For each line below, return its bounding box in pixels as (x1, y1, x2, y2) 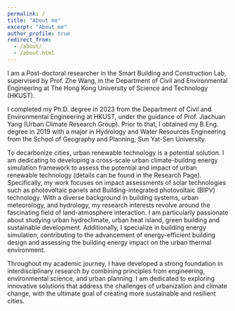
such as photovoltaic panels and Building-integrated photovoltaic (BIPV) (7, 186, 216, 194)
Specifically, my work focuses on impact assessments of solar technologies (7, 178, 227, 186)
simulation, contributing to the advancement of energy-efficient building (7, 230, 216, 239)
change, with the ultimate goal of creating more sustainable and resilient (7, 289, 216, 298)
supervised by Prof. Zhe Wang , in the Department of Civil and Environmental (7, 76, 228, 84)
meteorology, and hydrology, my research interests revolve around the (7, 201, 210, 209)
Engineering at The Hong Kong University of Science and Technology (7, 84, 208, 92)
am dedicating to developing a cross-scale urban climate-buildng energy (7, 155, 218, 164)
